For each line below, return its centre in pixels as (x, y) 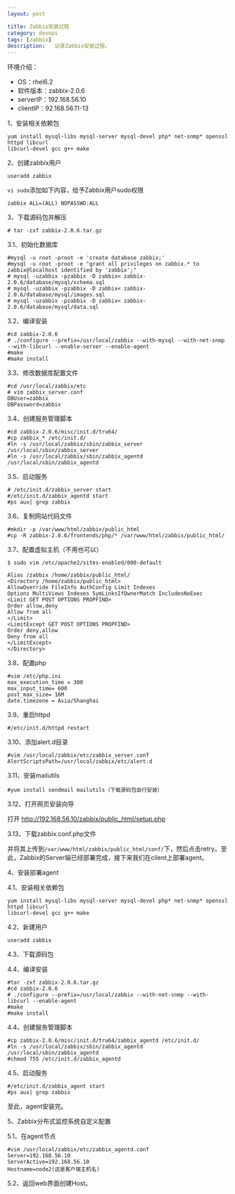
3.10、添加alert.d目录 (38, 742)
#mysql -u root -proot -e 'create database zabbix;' (86, 258)
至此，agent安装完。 (37, 1106)
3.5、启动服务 (27, 477)
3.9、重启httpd (29, 715)
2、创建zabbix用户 (34, 163)
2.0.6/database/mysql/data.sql (53, 307)
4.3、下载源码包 (31, 954)
